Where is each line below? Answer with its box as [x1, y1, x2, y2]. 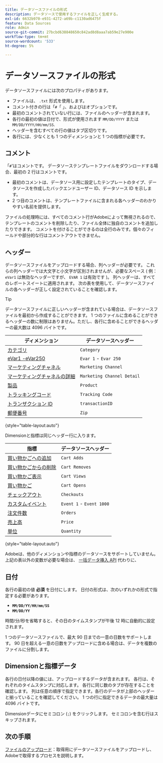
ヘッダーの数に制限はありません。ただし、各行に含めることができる [9, 318, 146, 325]
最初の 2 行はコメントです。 [13, 169, 70, 175]
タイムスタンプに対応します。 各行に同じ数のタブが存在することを [21, 682, 155, 688]
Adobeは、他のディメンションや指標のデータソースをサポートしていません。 [5, 551, 158, 557]
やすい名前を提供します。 [12, 204, 63, 210]
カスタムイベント [7, 501, 47, 508]
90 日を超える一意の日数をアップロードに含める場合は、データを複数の [14, 640, 157, 646]
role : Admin [5, 25, 29, 30]
